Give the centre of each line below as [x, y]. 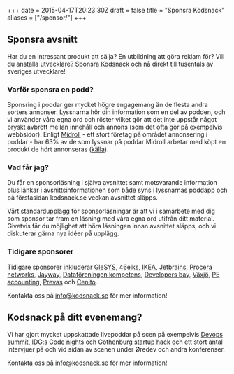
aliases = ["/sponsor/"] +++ [47, 18]
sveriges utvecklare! [37, 71]
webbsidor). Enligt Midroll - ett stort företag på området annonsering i [108, 134]
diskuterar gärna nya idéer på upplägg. [63, 233]
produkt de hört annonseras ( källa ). [58, 149]
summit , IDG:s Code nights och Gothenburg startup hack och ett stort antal [115, 342]
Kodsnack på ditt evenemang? [75, 318]
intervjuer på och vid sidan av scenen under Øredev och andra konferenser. [116, 349]
